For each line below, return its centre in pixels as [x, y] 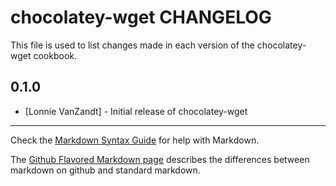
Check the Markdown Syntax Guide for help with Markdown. [135, 140]
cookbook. [55, 55]
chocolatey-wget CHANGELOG [141, 17]
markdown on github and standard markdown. [105, 170]
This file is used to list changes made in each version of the [132, 45]
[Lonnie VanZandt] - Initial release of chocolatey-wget [136, 111]
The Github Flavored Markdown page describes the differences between [160, 159]
